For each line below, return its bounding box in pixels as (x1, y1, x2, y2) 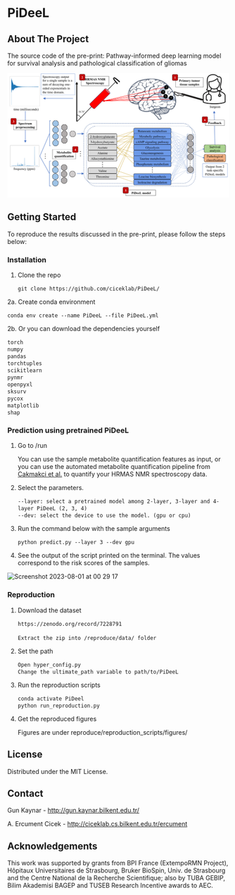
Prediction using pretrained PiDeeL (7, 425, 129, 435)
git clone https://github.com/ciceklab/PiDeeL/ (17, 285, 160, 292)
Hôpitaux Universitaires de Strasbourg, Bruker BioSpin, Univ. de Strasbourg (7, 866, 226, 875)
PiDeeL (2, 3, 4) (36, 505, 88, 513)
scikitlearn (7, 367, 42, 374)
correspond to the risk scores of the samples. (17, 559, 150, 567)
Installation (7, 255, 47, 264)
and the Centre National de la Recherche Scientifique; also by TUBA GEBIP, (7, 874, 225, 882)
